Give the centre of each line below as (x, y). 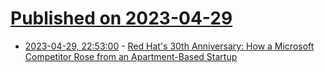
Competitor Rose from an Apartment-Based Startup (131, 56)
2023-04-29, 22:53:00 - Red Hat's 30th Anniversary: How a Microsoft (169, 46)
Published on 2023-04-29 (121, 18)
